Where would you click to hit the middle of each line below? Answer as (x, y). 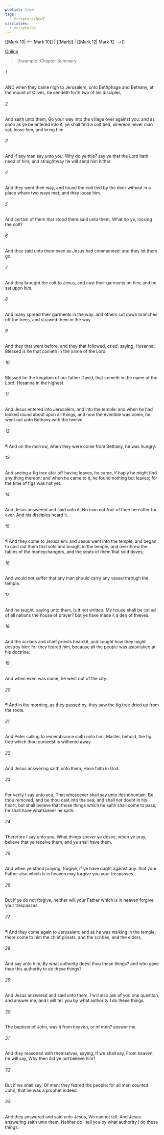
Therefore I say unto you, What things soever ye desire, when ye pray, (76, 837)
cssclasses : (17, 23)
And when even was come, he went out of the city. (56, 678)
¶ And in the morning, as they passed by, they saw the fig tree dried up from (82, 705)
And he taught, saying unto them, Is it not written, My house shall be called (80, 610)
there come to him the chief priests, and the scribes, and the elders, (73, 937)
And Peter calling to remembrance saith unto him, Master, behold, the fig (78, 737)
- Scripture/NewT (27, 19)
